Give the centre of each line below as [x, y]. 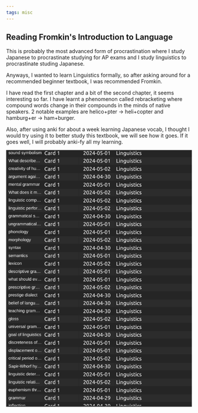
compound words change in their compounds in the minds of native [88, 106]
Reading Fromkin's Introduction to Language [90, 37]
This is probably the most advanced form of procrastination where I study [95, 51]
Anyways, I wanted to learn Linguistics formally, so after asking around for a [98, 75]
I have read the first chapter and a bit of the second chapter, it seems [90, 93]
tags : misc [19, 12]
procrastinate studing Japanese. [45, 64]
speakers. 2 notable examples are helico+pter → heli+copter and [85, 112]
